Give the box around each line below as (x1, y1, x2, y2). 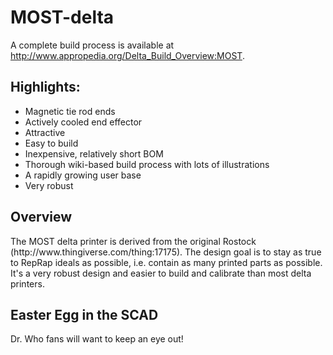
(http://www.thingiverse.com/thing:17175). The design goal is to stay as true (10, 246, 322, 258)
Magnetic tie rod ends (24, 105, 116, 117)
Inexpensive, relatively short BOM (24, 147, 164, 160)
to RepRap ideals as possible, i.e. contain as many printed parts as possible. (10, 256, 323, 268)
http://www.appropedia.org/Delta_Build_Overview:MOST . (10, 49, 245, 61)
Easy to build (24, 137, 79, 149)
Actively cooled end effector (24, 116, 143, 128)
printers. (10, 277, 45, 290)
